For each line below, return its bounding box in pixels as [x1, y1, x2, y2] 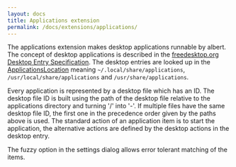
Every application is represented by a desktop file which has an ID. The [7, 86, 215, 96]
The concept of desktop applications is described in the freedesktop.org [7, 50, 220, 59]
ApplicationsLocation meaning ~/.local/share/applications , [7, 65, 186, 74]
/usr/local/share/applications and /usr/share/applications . [7, 73, 189, 81]
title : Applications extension [7, 17, 100, 24]
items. [7, 153, 26, 161]
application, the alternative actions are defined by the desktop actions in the [7, 125, 230, 133]
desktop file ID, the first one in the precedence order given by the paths [7, 109, 216, 117]
